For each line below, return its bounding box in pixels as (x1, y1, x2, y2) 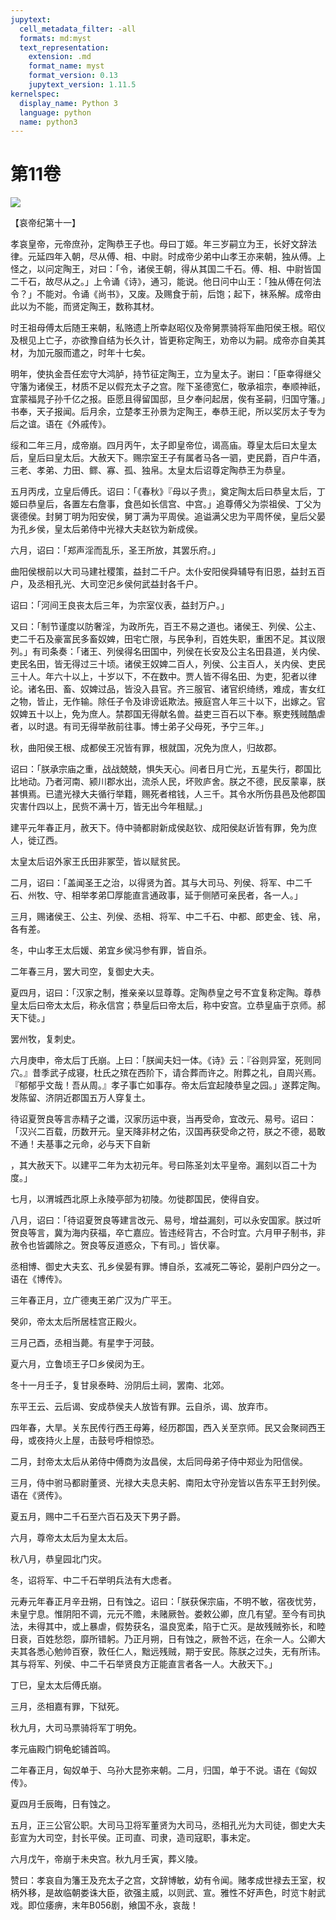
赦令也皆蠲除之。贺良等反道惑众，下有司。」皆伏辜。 (10, 1239, 225, 1251)
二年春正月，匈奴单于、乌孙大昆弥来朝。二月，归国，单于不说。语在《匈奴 (10, 1764, 317, 1776)
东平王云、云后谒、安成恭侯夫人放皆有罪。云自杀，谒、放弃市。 (10, 1401, 273, 1413)
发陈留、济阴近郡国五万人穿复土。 (10, 1092, 151, 1104)
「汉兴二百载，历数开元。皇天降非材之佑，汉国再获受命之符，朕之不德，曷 (10, 1126, 317, 1138)
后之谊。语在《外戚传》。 (10, 418, 112, 430)
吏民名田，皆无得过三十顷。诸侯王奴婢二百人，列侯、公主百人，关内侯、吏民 (10, 658, 326, 670)
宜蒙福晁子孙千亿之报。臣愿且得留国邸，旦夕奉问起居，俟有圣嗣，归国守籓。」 (10, 393, 326, 405)
